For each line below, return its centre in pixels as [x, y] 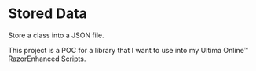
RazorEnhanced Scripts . [47, 59]
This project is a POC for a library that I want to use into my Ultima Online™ [128, 50]
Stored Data [48, 14]
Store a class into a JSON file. [56, 35]
